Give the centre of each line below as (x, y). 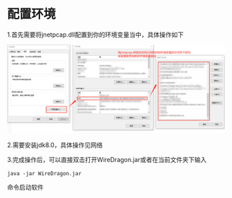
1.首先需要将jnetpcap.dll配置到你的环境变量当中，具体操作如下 (96, 34)
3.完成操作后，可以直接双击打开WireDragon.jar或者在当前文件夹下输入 (107, 160)
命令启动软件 (25, 188)
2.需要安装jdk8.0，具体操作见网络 (55, 145)
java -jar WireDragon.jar (44, 174)
